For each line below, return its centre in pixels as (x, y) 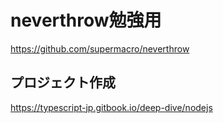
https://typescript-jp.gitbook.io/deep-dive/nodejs (111, 107)
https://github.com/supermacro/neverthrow (100, 48)
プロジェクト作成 (63, 82)
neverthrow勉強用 (86, 20)
